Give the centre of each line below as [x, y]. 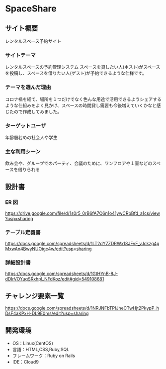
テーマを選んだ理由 [28, 88]
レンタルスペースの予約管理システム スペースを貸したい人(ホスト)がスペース [83, 67]
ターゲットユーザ [26, 126]
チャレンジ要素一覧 [35, 296]
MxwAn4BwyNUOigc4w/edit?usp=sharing [48, 249]
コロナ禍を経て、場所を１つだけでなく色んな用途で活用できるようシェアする [83, 99]
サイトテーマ [21, 55]
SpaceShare [31, 9]
